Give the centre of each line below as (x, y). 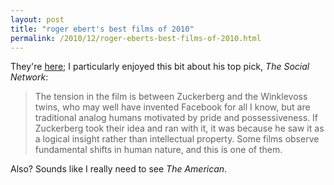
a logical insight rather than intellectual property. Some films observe (177, 139)
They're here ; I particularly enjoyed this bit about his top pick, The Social (160, 67)
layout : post (37, 19)
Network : (29, 77)
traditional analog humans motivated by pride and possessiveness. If (176, 118)
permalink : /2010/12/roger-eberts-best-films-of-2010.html (136, 38)
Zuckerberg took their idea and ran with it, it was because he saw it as (179, 128)
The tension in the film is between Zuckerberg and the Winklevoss (171, 97)
